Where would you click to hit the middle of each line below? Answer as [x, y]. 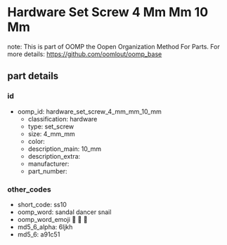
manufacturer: [48, 164]
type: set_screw [51, 126]
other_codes [29, 189]
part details [33, 76]
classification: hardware [63, 119]
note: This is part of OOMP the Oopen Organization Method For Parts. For [113, 46]
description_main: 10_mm [65, 149]
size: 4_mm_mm [51, 133]
